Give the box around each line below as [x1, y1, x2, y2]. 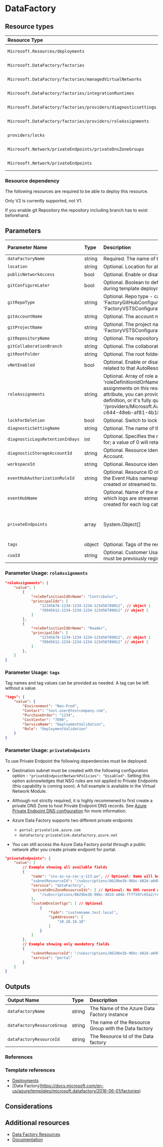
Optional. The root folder [103, 351, 159, 358]
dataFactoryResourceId [7, 1037, 60, 1042]
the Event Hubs [103, 475, 138, 482]
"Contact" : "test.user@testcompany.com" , [22, 708, 108, 713]
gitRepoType [7, 300, 35, 305]
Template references [5, 1066, 55, 1073]
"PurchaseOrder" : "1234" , [22, 713, 75, 717]
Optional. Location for [103, 263, 153, 270]
